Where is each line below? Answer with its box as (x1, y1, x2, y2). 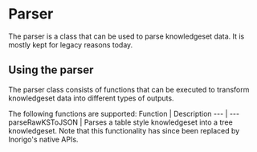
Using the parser (8, 64, 94, 77)
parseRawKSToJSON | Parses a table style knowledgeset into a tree (8, 117, 233, 127)
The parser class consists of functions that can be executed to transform (8, 84, 250, 94)
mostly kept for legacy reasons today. (8, 39, 133, 49)
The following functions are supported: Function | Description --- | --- (8, 109, 239, 118)
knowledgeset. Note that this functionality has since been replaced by (8, 125, 240, 135)
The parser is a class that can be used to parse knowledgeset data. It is (8, 31, 245, 41)
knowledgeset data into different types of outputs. (8, 93, 174, 103)
